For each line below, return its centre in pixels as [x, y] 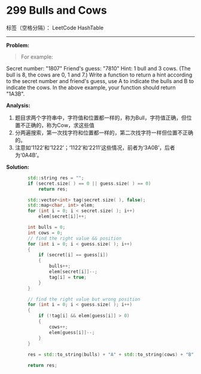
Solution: [18, 167]
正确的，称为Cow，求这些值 [60, 125]
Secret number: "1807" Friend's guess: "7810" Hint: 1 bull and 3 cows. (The [98, 68]
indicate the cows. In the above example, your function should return [91, 87]
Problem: [18, 45]
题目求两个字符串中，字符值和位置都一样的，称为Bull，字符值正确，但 [101, 118]
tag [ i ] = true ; [68, 277]
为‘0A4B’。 [28, 155]
